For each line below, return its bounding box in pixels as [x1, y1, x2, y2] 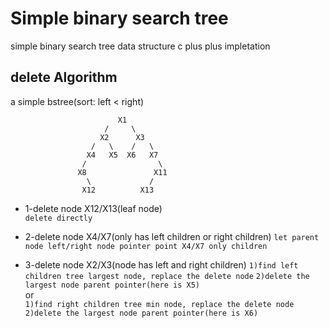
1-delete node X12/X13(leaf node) [24, 202, 163, 214]
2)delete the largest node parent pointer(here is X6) [24, 308, 259, 318]
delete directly [24, 213, 93, 223]
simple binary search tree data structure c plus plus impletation [10, 40, 271, 52]
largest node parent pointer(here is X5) [24, 280, 200, 290]
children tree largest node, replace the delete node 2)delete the [24, 271, 310, 281]
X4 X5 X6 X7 [86, 150, 159, 160]
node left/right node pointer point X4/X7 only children [24, 241, 268, 251]
